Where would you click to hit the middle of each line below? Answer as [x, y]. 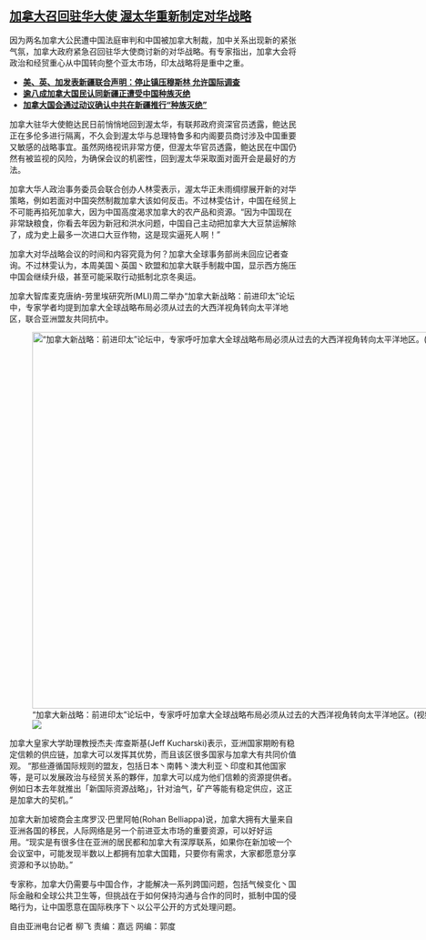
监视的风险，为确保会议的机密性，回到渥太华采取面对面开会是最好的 [161, 158]
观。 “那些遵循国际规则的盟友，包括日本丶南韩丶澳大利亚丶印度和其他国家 [148, 765]
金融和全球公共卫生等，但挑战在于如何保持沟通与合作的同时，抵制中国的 [152, 895]
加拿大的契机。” [45, 800]
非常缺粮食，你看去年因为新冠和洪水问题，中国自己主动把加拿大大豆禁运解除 [153, 223]
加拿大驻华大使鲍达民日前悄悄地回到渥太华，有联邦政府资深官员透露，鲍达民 [153, 124]
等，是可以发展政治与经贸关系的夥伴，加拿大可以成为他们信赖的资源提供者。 [153, 777]
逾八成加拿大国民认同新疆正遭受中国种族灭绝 [106, 93]
